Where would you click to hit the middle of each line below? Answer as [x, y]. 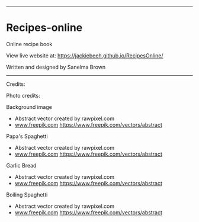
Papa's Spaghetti [27, 136]
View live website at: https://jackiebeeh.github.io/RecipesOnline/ [85, 55]
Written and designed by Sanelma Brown [56, 67]
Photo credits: [23, 95]
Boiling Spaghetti [27, 194]
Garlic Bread [21, 165]
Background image [29, 107]
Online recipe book [29, 44]
